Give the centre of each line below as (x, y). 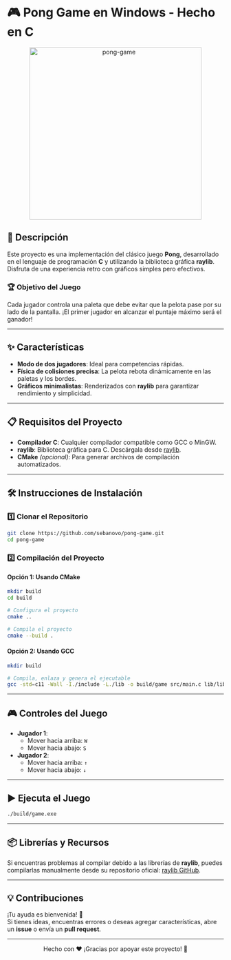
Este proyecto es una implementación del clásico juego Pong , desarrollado (113, 254)
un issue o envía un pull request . (54, 929)
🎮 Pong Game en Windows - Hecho (111, 13)
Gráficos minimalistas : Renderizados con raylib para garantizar (108, 386)
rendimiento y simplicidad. (54, 393)
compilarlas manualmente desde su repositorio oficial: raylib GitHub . (104, 870)
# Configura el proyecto (43, 610)
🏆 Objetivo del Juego (44, 287)
